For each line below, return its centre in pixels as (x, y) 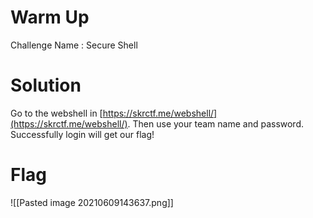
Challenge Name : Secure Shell (74, 45)
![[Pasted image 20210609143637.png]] (92, 202)
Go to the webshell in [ (56, 113)
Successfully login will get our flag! (82, 134)
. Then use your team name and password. (216, 123)
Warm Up (50, 17)
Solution (46, 85)
